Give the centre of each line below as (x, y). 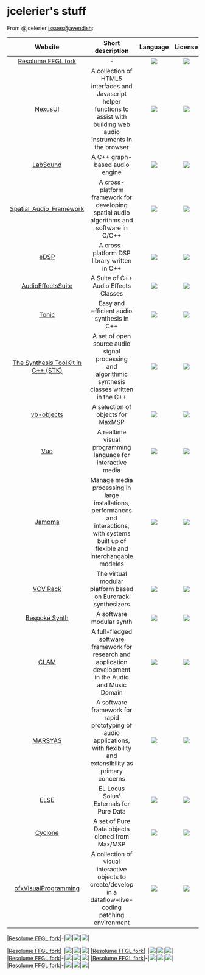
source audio (112, 344)
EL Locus (112, 789)
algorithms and (112, 220)
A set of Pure (111, 821)
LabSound (47, 165)
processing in (112, 487)
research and (112, 654)
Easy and (112, 303)
